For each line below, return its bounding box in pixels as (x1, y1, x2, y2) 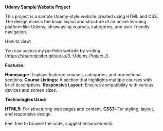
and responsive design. (5, 111, 52, 117)
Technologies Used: (5, 97, 47, 102)
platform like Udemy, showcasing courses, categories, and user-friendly (5, 24, 150, 30)
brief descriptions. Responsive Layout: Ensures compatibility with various (5, 82, 154, 88)
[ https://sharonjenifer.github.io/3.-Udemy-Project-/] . (5, 53, 110, 59)
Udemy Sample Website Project (5, 4, 71, 10)
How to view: (5, 38, 32, 44)
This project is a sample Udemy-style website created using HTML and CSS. (5, 14, 159, 19)
